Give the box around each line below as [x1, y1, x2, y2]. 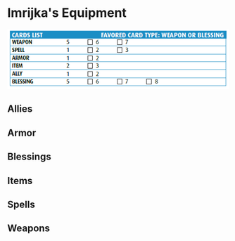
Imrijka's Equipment [7, 5, 127, 21]
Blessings [7, 151, 51, 163]
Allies [7, 103, 33, 115]
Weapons [7, 223, 51, 235]
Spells [7, 198, 35, 210]
